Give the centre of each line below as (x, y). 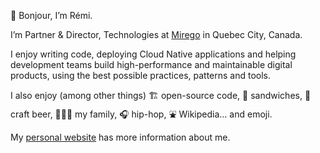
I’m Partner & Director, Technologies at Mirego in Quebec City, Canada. (156, 34)
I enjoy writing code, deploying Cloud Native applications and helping (153, 54)
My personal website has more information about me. (120, 137)
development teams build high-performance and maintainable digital (151, 64)
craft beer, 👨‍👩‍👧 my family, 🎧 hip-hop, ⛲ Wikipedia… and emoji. (141, 114)
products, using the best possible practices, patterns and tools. (141, 75)
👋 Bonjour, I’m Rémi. (51, 15)
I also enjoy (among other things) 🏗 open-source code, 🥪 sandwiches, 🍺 (161, 95)
